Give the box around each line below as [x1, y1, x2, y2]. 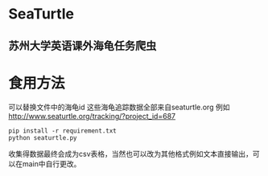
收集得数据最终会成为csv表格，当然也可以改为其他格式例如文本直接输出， [8, 149, 254, 158]
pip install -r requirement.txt [8, 126, 117, 135]
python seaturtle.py [8, 133, 78, 141]
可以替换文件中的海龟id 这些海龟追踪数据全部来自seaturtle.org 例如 [8, 102, 230, 112]
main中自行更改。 [22, 158, 81, 169]
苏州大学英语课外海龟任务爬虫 [8, 39, 157, 52]
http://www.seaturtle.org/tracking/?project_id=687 [8, 111, 175, 121]
